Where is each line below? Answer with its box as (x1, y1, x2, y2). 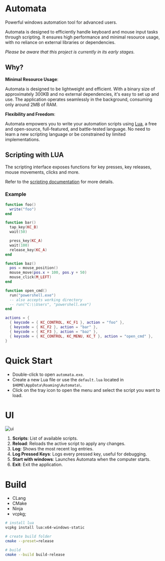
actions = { (5, 315, 30, 321)
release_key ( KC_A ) (9, 247, 48, 252)
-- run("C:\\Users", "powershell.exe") (9, 302, 92, 307)
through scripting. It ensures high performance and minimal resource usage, (5, 34, 160, 40)
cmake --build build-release (5, 552, 65, 557)
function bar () (5, 220, 36, 225)
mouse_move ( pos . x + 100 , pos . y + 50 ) (9, 270, 87, 275)
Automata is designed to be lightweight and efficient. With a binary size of (5, 86, 155, 92)
